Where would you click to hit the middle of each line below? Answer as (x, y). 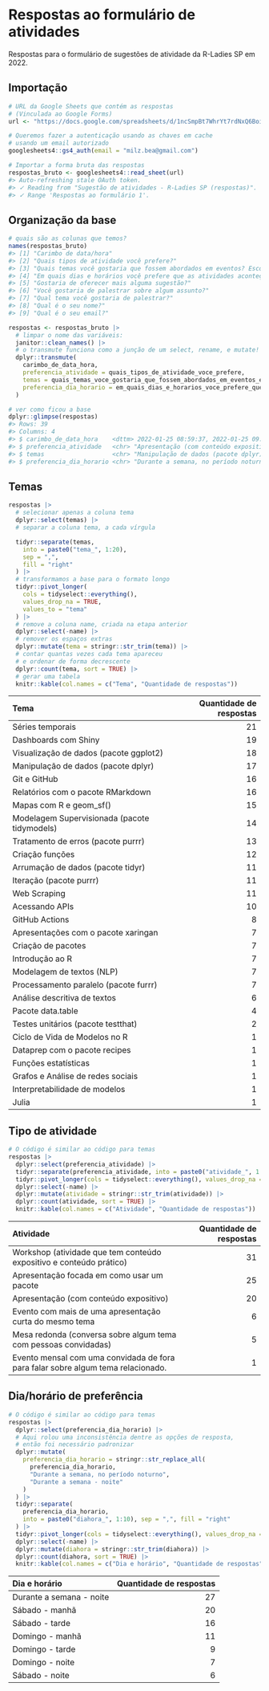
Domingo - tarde (44, 1649)
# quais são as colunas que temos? (68, 238)
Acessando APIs (43, 907)
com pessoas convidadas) (62, 1345)
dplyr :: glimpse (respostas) (53, 417)
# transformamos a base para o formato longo (93, 580)
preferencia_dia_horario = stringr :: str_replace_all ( (114, 1460)
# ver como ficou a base (50, 410)
